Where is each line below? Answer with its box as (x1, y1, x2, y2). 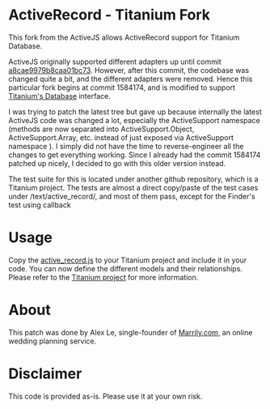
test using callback (8, 200, 71, 210)
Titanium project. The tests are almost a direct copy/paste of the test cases (8, 182, 259, 192)
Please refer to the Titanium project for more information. (8, 272, 199, 282)
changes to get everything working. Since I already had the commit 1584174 (8, 150, 261, 160)
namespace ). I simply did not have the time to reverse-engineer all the (8, 141, 244, 151)
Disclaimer (8, 364, 82, 382)
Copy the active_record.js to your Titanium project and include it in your (8, 255, 247, 265)
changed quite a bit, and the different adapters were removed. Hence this (8, 74, 253, 83)
